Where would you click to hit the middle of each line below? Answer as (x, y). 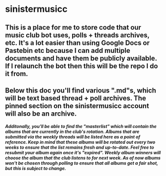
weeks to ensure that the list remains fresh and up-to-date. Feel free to (80, 147)
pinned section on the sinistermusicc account (77, 106)
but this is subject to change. (36, 168)
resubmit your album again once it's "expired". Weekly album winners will (83, 152)
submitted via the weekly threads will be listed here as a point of (73, 136)
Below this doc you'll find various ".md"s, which (81, 90)
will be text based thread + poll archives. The (76, 98)
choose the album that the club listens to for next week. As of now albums (83, 158)
